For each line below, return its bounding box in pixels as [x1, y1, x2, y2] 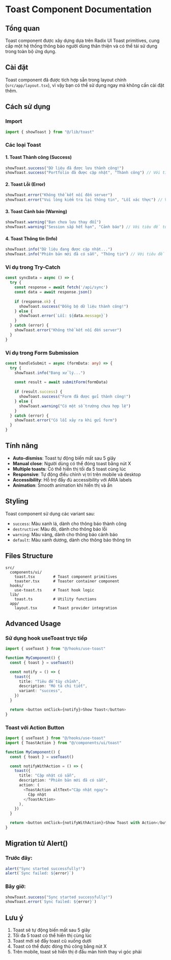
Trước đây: [5, 855, 33, 862]
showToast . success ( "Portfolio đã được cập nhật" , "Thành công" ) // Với [5, 170, 160, 175]
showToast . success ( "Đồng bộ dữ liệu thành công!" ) [18, 304, 129, 309]
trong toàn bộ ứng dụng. [5, 49, 56, 54]
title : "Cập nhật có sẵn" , [18, 773, 76, 778]
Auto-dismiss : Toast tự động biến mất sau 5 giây [12, 455, 116, 461]
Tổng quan [5, 24, 40, 33]
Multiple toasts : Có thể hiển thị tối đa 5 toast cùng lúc [12, 466, 126, 472]
